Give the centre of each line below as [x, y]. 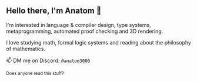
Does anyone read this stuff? [35, 73]
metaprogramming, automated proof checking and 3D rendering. [85, 31]
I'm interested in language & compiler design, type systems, [79, 25]
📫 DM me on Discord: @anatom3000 [48, 60]
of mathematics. [26, 49]
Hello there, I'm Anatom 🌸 [54, 11]
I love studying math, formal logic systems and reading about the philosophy [98, 42]
